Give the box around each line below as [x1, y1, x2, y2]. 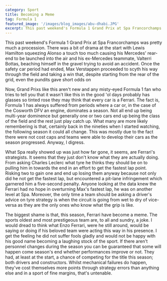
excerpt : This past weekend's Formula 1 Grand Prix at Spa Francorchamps [5, 26, 162, 31]
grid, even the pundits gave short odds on [5, 77, 91, 83]
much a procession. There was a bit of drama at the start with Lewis [5, 45, 145, 51]
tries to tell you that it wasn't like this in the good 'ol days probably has [5, 92, 150, 98]
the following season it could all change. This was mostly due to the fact [5, 129, 154, 135]
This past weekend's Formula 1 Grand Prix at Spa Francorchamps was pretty [5, 39, 163, 45]
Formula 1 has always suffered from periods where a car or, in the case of [5, 102, 156, 108]
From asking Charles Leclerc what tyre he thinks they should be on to [5, 160, 148, 166]
